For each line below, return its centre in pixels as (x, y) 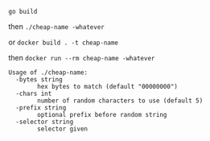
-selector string (45, 122)
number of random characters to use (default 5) (120, 101)
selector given (63, 129)
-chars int (34, 93)
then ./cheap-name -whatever (56, 27)
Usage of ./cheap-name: (48, 73)
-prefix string (41, 108)
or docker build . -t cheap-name (64, 42)
